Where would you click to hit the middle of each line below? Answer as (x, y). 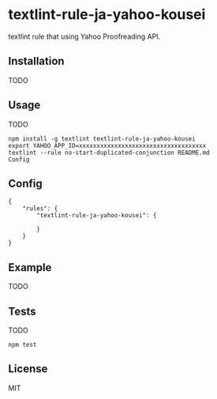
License (28, 369)
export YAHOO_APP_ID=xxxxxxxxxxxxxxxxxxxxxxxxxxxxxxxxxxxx (107, 145)
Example (30, 267)
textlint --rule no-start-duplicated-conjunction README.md (109, 152)
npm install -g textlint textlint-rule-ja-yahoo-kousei (102, 139)
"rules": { (40, 209)
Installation (36, 61)
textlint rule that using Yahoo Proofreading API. (84, 36)
